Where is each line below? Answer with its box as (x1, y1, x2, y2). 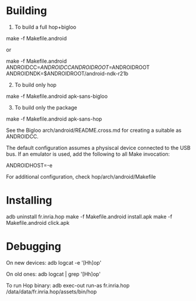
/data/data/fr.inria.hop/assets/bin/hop (6, 288, 97, 295)
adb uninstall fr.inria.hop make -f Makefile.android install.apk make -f (6, 213, 173, 220)
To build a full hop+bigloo (14, 23, 77, 30)
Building (6, 4, 47, 18)
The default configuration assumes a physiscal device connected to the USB (6, 144, 191, 151)
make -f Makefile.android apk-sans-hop (6, 115, 102, 122)
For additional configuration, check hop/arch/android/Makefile (6, 173, 156, 180)
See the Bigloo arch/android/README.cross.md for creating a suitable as (6, 126, 182, 134)
